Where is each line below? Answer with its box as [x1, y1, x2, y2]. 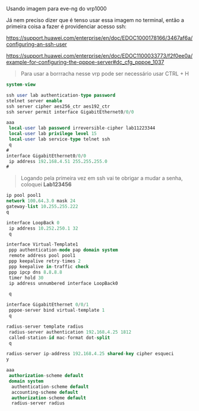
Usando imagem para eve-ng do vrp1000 [6, 5, 107, 12]
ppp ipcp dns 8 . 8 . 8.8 [8, 269, 62, 275]
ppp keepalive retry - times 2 [8, 258, 81, 264]
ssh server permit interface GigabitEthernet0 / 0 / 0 [6, 109, 134, 115]
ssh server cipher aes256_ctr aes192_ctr [6, 103, 110, 109]
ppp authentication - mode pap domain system [8, 247, 118, 253]
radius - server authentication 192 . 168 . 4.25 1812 [8, 329, 132, 335]
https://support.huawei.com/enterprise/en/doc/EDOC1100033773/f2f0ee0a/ [6, 52, 193, 59]
